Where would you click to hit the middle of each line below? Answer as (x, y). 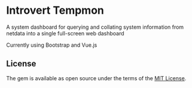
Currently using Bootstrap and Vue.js (52, 45)
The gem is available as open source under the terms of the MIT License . (96, 78)
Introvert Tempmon (55, 10)
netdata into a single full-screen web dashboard (65, 33)
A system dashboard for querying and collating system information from (95, 27)
